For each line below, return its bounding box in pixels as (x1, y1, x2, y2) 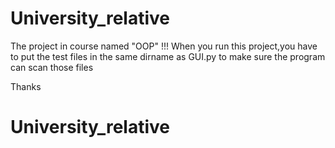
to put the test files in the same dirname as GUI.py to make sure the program (10, 50, 326, 62)
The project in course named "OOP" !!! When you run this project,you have (10, 40, 318, 52)
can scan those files (10, 61, 94, 73)
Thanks (10, 80, 42, 92)
